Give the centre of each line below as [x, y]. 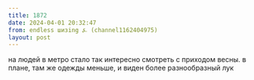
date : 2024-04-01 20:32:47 [52, 23]
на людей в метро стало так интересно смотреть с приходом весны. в [127, 60]
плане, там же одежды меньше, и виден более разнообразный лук [121, 68]
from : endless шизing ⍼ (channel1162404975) [83, 30]
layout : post [29, 37]
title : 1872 [28, 15]
